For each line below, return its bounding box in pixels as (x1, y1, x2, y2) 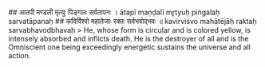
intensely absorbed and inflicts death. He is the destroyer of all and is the (8, 34, 249, 43)
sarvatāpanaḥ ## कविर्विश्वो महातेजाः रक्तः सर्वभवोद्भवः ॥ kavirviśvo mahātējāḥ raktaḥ (8, 17, 257, 26)
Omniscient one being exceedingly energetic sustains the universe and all (8, 42, 251, 52)
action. (8, 51, 31, 60)
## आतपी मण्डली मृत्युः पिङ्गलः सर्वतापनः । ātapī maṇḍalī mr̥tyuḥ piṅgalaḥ (8, 7, 220, 17)
